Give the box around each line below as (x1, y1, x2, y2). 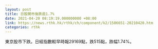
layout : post (5, 7, 32, 12)
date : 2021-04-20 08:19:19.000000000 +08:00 (5, 16, 97, 21)
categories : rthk (5, 25, 40, 30)
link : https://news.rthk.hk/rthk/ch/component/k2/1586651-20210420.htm (5, 20, 153, 25)
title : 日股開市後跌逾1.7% (5, 12, 54, 16)
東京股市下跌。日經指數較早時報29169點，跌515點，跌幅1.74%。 (5, 39, 135, 45)
